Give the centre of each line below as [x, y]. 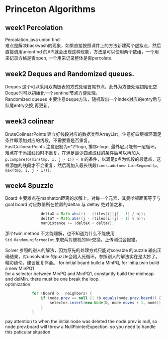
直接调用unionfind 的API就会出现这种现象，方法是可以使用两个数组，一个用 [82, 52]
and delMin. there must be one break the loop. [53, 279]
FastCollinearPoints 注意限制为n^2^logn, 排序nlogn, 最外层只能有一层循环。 [82, 146]
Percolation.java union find [32, 39]
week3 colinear [30, 122]
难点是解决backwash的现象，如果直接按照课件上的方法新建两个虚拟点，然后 [83, 45]
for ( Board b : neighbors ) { [62, 294]
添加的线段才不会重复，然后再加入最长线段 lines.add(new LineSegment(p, [84, 165]
